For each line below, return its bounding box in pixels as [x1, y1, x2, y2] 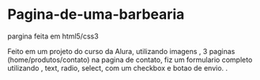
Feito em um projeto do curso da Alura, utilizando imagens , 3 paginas [7, 46, 236, 56]
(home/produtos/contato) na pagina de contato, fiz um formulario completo [7, 55, 253, 64]
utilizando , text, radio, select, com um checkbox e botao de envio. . [7, 63, 228, 72]
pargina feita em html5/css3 [7, 31, 100, 41]
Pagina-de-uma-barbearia [7, 5, 185, 24]
